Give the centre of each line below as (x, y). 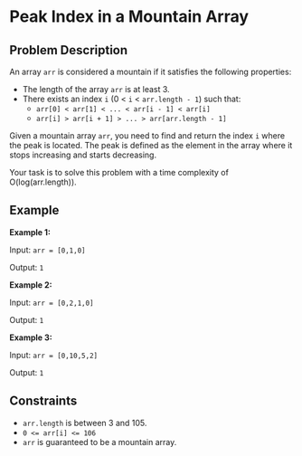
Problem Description (69, 50)
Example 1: (30, 232)
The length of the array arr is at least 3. (96, 89)
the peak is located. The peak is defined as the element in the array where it (151, 145)
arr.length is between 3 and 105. (85, 423)
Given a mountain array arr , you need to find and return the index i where (147, 136)
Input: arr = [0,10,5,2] (53, 355)
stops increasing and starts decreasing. (83, 155)
